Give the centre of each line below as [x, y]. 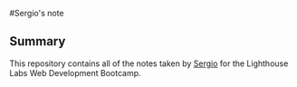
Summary [38, 41]
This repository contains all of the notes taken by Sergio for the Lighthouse [149, 63]
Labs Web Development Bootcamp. [76, 72]
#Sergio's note [37, 13]
